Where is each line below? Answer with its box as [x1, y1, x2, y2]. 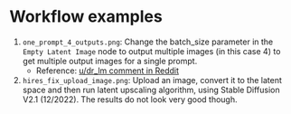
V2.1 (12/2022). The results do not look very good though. [22, 93, 238, 105]
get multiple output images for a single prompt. [22, 55, 198, 66]
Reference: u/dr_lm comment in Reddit [35, 65, 179, 76]
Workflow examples [9, 6, 163, 27]
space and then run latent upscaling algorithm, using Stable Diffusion [22, 84, 280, 95]
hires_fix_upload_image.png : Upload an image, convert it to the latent [22, 74, 283, 85]
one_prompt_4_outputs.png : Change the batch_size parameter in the [22, 36, 274, 47]
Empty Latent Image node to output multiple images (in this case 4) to [22, 45, 281, 56]
